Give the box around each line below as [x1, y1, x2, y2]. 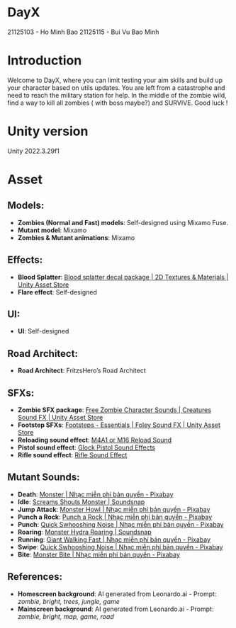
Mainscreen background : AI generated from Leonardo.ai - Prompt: [17, 605, 214, 613]
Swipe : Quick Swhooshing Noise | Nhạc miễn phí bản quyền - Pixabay [17, 542, 223, 551]
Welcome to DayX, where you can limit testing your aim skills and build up [7, 76, 223, 84]
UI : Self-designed [17, 327, 69, 336]
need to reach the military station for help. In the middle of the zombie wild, [7, 91, 227, 99]
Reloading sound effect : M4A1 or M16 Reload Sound [17, 436, 172, 445]
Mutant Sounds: [7, 472, 80, 484]
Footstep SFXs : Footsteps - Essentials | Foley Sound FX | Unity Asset [17, 421, 221, 429]
